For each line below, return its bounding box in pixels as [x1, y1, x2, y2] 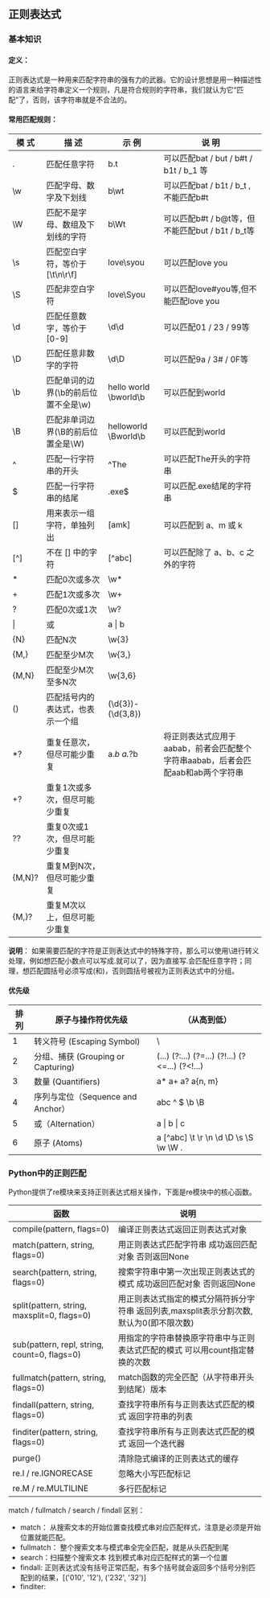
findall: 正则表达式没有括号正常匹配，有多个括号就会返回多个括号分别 [19, 1563, 249, 1572]
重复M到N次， [46, 860, 100, 871]
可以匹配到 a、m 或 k [163, 520, 243, 531]
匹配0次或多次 [46, 573, 100, 585]
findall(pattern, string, [12, 1399, 95, 1411]
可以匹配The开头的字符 [163, 453, 252, 464]
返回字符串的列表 [128, 1411, 193, 1422]
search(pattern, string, [12, 1267, 97, 1278]
